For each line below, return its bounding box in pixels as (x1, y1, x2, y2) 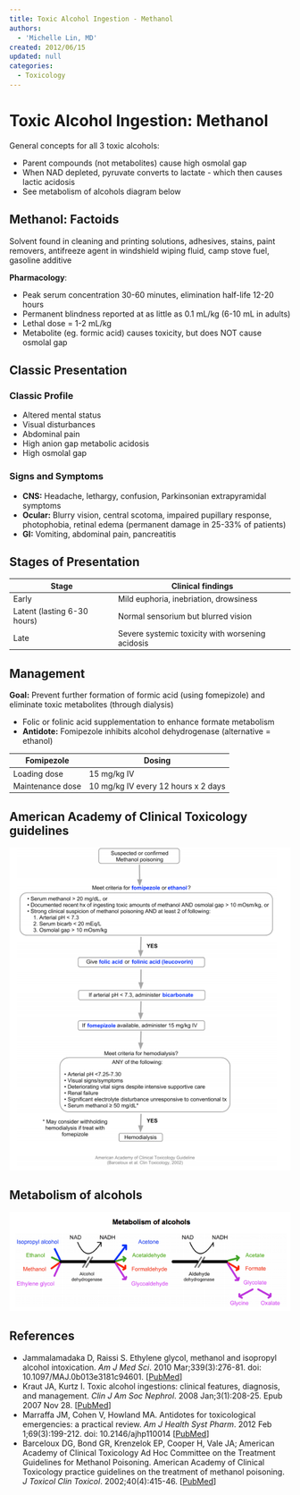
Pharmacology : (9, 272, 68, 283)
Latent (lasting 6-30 (12, 606, 89, 617)
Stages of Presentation (9, 554, 140, 570)
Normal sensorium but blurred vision (117, 611, 253, 621)
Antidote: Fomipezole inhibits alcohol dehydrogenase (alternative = (21, 725, 271, 737)
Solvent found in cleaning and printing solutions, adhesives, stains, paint (9, 235, 276, 246)
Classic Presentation (9, 363, 128, 378)
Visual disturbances (21, 419, 96, 430)
